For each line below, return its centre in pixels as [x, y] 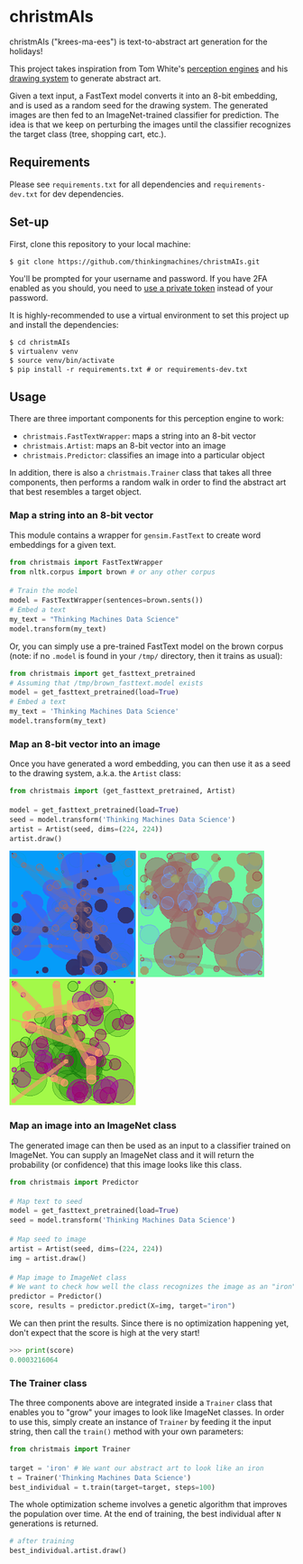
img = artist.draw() [48, 1258]
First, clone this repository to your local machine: [100, 244]
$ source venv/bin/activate [62, 360]
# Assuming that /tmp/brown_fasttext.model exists [106, 683]
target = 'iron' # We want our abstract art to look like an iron [137, 1468]
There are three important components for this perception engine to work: [147, 419]
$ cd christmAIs [40, 342]
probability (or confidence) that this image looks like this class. [125, 1164]
